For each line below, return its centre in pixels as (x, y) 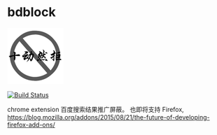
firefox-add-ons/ (31, 125)
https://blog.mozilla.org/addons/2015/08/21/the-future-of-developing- (108, 117)
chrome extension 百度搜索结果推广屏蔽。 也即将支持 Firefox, (96, 109)
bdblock (31, 12)
